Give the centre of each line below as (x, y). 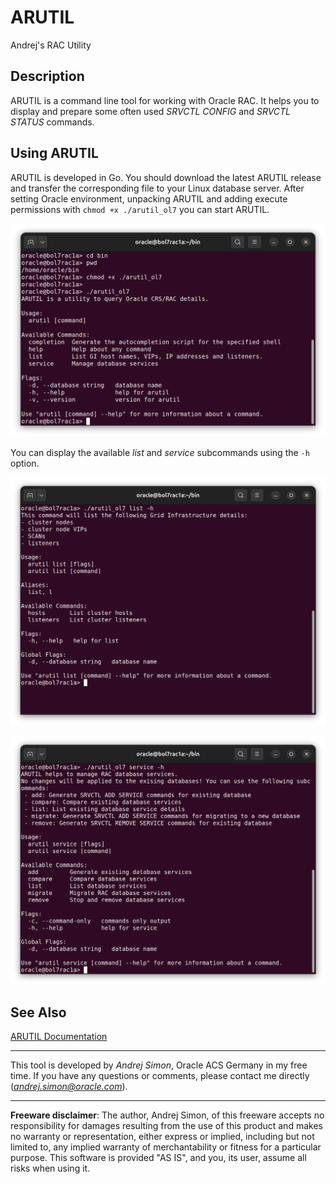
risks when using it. (50, 1168)
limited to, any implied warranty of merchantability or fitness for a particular (166, 1147)
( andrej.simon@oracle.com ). (69, 1087)
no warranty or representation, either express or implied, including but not (162, 1137)
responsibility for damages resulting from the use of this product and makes (166, 1126)
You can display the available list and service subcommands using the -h (160, 453)
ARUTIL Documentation (59, 1037)
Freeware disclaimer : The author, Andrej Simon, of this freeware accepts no (167, 1115)
